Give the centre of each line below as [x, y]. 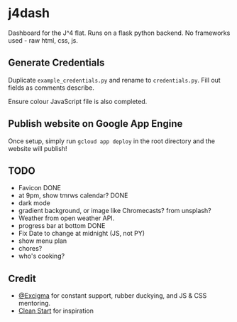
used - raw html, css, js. [43, 40]
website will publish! [38, 148]
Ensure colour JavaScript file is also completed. [78, 101]
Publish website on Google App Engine [95, 124]
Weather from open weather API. [66, 218]
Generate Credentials [56, 63]
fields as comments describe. [51, 88]
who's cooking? [42, 256]
